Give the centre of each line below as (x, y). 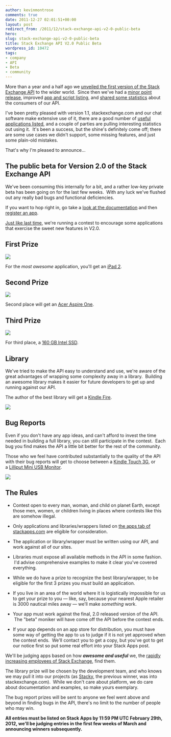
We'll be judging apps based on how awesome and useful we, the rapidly (83, 655)
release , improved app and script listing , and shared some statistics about (83, 97)
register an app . (22, 213)
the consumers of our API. (33, 103)
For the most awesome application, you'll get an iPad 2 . (64, 266)
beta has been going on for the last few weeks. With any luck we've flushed (86, 192)
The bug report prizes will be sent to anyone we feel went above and (77, 697)
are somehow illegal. (34, 516)
